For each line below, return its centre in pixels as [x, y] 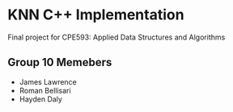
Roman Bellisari [45, 90]
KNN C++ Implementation [96, 15]
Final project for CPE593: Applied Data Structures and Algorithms [116, 37]
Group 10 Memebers [60, 62]
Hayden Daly [40, 99]
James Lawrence [48, 81]
